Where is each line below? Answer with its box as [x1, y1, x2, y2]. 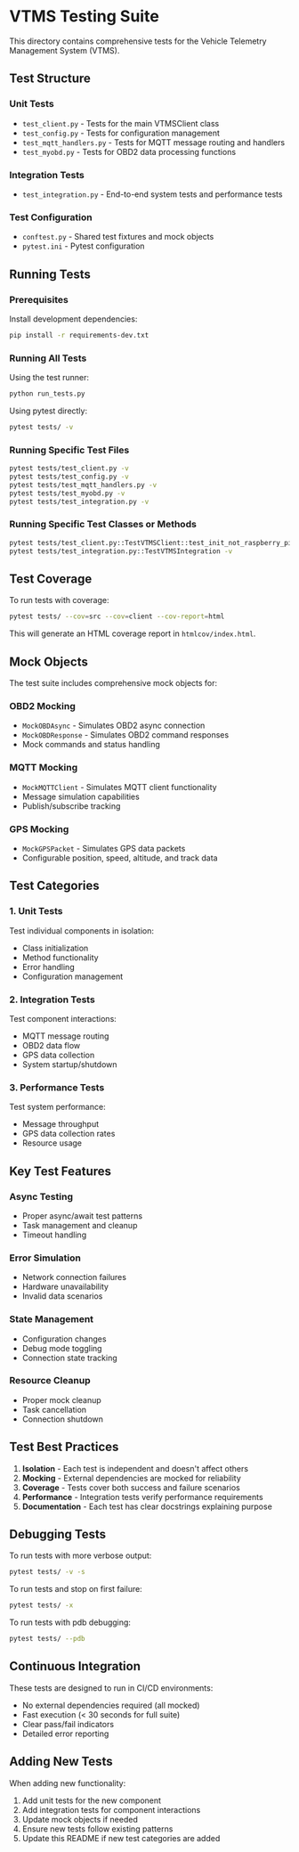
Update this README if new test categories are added [21, 1832, 221, 1843]
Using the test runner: [9, 372, 90, 383]
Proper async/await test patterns [21, 1210, 143, 1221]
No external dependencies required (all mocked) [21, 1700, 200, 1710]
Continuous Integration [9, 1659, 141, 1674]
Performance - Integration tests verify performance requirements [21, 1491, 264, 1502]
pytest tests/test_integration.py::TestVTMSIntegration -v [9, 546, 233, 556]
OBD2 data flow [21, 1040, 81, 1050]
